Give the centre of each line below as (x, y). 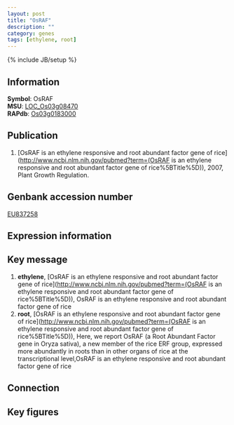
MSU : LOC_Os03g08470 (43, 106)
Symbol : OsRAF (30, 98)
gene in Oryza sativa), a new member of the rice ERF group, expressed (120, 344)
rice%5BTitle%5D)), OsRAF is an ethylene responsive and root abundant (122, 299)
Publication (33, 136)
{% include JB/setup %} (42, 60)
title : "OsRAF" (29, 20)
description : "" (31, 27)
